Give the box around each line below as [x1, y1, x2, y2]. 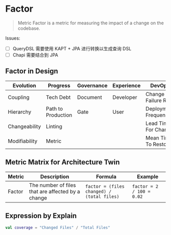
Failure [146, 97, 162, 104]
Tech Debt [45, 93, 71, 100]
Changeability [8, 123, 41, 130]
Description [40, 173, 70, 180]
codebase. [17, 25, 41, 31]
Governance [77, 82, 108, 89]
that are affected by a [28, 188, 80, 195]
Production [45, 111, 72, 118]
